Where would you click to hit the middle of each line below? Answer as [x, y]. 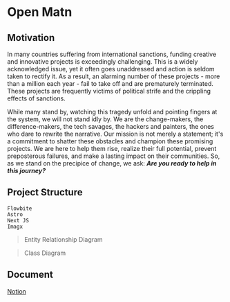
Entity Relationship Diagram [63, 239]
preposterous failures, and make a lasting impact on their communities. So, [114, 156]
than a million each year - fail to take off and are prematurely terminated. [111, 83]
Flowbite [20, 208]
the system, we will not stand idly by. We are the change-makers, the [105, 119]
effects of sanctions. [36, 98]
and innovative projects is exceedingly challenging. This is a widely [103, 62]
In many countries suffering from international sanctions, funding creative [112, 54]
